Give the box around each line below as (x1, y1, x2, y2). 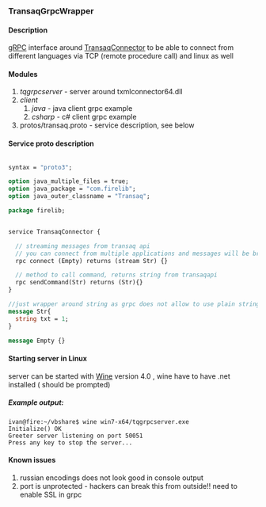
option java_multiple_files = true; (8, 177, 129, 185)
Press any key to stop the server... (8, 438, 133, 447)
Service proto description (8, 139, 95, 148)
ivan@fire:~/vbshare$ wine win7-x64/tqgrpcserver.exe (8, 417, 190, 425)
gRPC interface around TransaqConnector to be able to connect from (8, 43, 234, 52)
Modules (8, 69, 38, 78)
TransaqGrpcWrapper (8, 6, 94, 17)
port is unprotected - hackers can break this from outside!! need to (19, 481, 237, 490)
